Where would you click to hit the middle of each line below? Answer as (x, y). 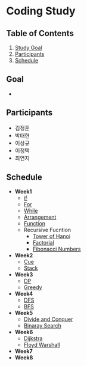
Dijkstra (33, 338)
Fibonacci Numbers (57, 249)
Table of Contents (40, 33)
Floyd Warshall (42, 345)
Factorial (44, 243)
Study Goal (29, 47)
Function (35, 224)
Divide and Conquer (48, 319)
